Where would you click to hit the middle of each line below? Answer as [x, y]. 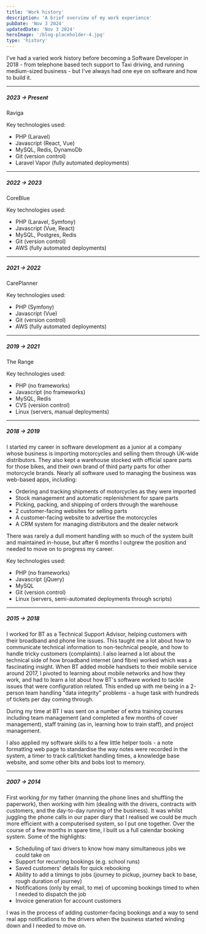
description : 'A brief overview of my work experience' [79, 18]
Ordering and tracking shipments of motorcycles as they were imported [105, 491]
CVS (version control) [43, 405]
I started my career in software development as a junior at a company [94, 447]
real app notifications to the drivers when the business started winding [96, 919]
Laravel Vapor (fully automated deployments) [72, 163]
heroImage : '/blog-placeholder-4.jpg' [56, 35]
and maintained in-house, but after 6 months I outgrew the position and [97, 542]
